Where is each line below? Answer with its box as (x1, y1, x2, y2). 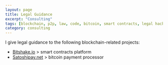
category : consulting (5, 26, 50, 31)
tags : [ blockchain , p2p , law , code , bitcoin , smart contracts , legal (5, 21, 153, 26)
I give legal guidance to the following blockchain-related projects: (5, 39, 140, 45)
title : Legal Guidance (5, 12, 52, 17)
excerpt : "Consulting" (5, 16, 52, 21)
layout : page (5, 7, 32, 12)
